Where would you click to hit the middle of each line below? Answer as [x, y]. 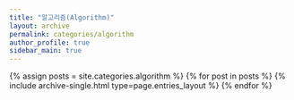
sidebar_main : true [46, 51]
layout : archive [39, 26]
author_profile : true [50, 42]
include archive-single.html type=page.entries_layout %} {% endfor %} [141, 86]
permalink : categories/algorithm [72, 34]
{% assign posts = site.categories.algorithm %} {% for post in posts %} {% [147, 76]
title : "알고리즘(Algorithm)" [62, 17]
